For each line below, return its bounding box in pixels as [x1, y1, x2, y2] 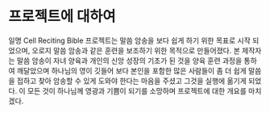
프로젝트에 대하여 [8, 7, 116, 26]
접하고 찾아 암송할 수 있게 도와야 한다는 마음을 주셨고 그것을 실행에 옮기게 [16, 76, 247, 86]
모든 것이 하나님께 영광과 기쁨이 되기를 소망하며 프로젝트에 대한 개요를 [27, 86, 247, 95]
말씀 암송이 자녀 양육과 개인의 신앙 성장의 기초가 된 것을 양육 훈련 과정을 [16, 56, 243, 65]
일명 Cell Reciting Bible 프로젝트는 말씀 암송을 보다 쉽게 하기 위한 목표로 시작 [8, 36, 251, 45]
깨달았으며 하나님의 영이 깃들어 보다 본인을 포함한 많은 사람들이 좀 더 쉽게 [16, 65, 247, 75]
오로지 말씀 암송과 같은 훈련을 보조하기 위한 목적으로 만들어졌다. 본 [31, 45, 240, 55]
